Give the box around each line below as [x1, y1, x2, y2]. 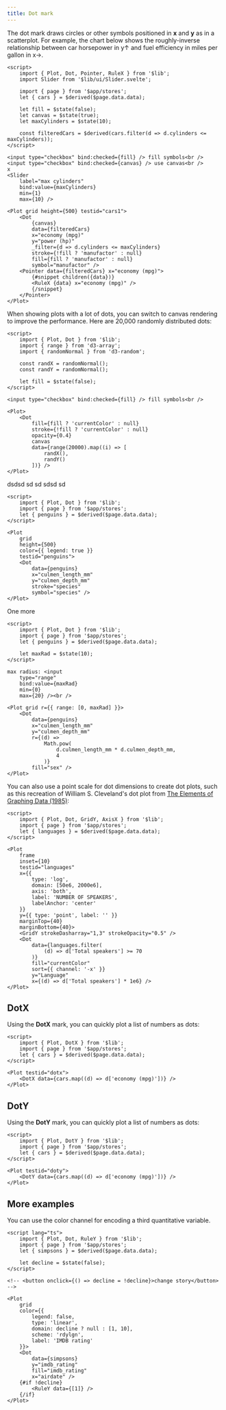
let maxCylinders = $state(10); [19, 118, 112, 125]
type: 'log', [32, 876, 69, 883]
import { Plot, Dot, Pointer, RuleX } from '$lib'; [19, 70, 170, 77]
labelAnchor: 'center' [32, 900, 97, 907]
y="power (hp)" [32, 238, 75, 244]
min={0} [19, 686, 41, 693]
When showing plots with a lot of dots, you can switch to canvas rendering [7, 310, 218, 318]
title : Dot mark [7, 10, 53, 17]
